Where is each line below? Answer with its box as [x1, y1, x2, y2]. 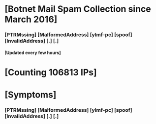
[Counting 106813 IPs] [4, 67, 97, 78]
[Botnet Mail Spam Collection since [4, 3, 151, 15]
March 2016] [4, 14, 58, 25]
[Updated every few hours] [4, 50, 61, 55]
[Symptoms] [4, 89, 57, 100]
